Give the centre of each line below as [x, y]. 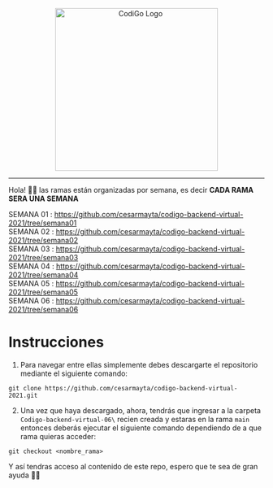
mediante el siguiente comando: [74, 373]
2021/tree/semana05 [43, 292]
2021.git [23, 395]
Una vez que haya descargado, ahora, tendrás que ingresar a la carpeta [141, 410]
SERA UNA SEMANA [43, 198]
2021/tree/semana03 [43, 257]
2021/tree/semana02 [43, 240]
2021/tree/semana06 [43, 309]
